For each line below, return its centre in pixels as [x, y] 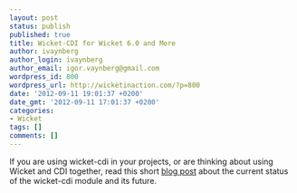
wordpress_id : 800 [44, 77]
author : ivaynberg [44, 52]
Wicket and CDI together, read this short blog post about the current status [149, 171]
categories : [32, 111]
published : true [40, 34]
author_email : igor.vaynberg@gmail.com [85, 69]
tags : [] [26, 128]
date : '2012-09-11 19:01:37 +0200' [77, 93]
